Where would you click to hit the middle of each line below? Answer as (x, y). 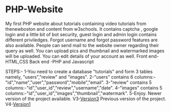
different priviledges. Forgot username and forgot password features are (82, 40)
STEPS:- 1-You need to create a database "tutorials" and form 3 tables (79, 71)
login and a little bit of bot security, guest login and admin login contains (81, 34)
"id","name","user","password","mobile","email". (55, 82)
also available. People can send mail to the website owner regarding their (82, 45)
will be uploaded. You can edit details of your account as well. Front (77, 56)
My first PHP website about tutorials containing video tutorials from (76, 24)
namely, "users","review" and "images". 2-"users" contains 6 (69, 77)
